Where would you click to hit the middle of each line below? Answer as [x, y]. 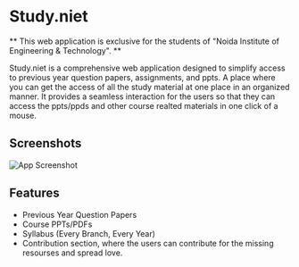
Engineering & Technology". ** [66, 50]
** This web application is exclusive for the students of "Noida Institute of [144, 41]
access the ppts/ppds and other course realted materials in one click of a [144, 105]
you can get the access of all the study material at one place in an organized [149, 87]
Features [34, 193]
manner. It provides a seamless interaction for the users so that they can [142, 96]
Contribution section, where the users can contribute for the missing [148, 243]
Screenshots [46, 143]
